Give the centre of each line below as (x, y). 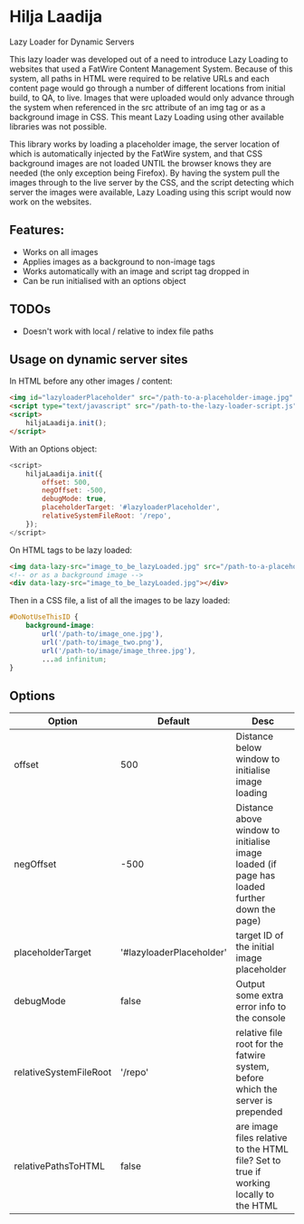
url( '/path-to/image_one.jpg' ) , (103, 634)
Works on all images (60, 251)
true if (248, 1172)
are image (257, 1126)
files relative (261, 1138)
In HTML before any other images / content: (91, 381)
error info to (261, 1007)
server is (254, 1101)
